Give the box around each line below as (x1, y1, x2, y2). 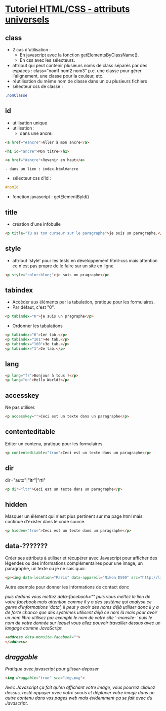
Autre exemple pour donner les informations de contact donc (5, 584, 129, 590)
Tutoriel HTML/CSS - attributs (5, 3, 130, 15)
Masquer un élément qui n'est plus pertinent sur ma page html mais (5, 513, 143, 519)
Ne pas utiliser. (5, 404, 36, 411)
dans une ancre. (19, 130, 53, 136)
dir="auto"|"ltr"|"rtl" (5, 477, 46, 483)
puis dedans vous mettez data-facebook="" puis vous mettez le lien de (5, 593, 151, 599)
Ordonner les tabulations (12, 323, 63, 329)
